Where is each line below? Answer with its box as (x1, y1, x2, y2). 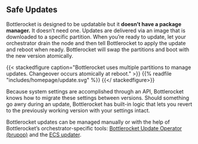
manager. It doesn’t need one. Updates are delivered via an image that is (6, 27, 186, 34)
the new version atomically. (6, 52, 73, 59)
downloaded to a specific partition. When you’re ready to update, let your (6, 33, 186, 40)
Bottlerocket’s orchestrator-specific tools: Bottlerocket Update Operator (6, 124, 182, 132)
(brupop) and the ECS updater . (6, 131, 82, 138)
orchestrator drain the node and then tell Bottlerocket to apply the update (6, 39, 186, 46)
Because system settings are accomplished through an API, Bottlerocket (6, 87, 184, 95)
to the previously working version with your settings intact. (6, 107, 150, 114)
